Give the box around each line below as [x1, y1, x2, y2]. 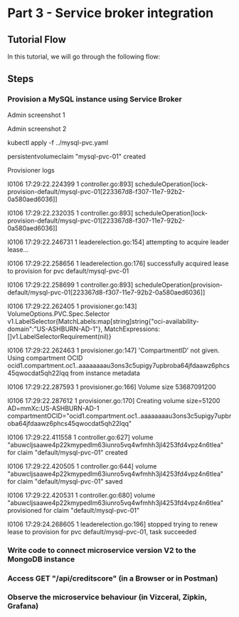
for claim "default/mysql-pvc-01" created [7, 448, 128, 457]
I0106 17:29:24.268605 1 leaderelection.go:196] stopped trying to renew [7, 519, 218, 529]
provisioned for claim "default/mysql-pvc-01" [7, 506, 140, 514]
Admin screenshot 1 [7, 111, 65, 119]
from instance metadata [70, 369, 140, 377]
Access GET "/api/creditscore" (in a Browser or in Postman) [7, 573, 218, 583]
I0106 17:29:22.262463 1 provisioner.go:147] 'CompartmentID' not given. [7, 346, 220, 355]
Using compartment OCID [7, 353, 83, 362]
